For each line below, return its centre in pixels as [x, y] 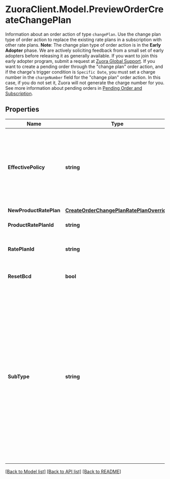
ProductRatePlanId [31, 225]
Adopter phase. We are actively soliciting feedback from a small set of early [84, 50]
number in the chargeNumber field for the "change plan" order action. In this [83, 77]
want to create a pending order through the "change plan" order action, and [84, 66]
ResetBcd [20, 276]
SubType [19, 377]
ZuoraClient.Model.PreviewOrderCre [84, 9]
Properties [22, 109]
